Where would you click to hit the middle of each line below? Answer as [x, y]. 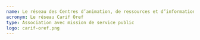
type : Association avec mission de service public [70, 22]
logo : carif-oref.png [33, 28]
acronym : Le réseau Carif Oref [45, 17]
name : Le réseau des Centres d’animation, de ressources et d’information [101, 11]
